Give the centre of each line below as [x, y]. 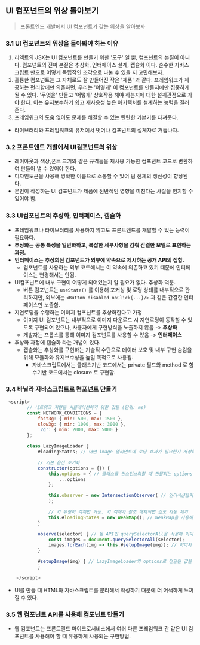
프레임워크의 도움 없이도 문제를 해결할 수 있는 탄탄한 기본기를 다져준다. [96, 117]
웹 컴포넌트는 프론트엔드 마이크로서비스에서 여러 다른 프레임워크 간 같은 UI [101, 629]
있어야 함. [25, 199]
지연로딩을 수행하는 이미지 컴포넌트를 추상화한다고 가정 [78, 312]
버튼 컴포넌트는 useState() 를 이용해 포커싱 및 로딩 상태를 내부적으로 [103, 290]
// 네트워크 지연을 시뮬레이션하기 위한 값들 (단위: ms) [87, 407]
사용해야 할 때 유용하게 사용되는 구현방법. [83, 636]
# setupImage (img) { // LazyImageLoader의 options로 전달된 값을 [115, 562]
